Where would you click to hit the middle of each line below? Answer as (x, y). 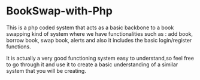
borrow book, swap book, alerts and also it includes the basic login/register (99, 40)
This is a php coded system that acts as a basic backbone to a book (90, 27)
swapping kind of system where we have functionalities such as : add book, (100, 33)
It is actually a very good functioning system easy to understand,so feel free (100, 58)
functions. (19, 47)
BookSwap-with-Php (59, 11)
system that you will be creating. (46, 70)
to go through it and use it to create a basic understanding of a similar (92, 64)
